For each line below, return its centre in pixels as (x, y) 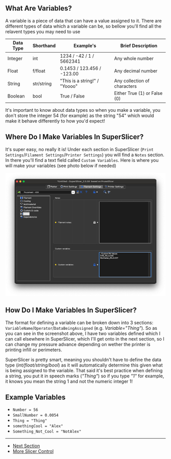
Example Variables (36, 397)
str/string (42, 83)
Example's (85, 45)
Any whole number (134, 59)
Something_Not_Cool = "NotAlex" (47, 432)
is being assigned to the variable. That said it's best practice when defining (84, 370)
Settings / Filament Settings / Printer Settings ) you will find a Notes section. (85, 155)
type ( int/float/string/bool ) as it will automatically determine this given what (84, 365)
